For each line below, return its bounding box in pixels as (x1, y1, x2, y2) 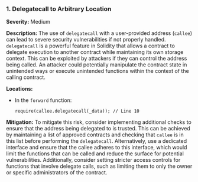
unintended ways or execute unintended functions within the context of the (6, 68, 189, 75)
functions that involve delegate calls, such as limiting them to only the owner (6, 162, 193, 170)
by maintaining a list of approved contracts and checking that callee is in (6, 131, 184, 138)
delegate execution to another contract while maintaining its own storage (6, 49, 184, 56)
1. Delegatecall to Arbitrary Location (6, 5, 112, 13)
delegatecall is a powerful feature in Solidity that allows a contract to (6, 42, 176, 49)
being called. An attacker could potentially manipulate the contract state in (6, 61, 187, 68)
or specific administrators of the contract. (6, 169, 108, 176)
